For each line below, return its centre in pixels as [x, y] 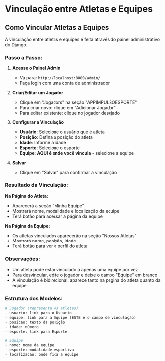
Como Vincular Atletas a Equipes [57, 28]
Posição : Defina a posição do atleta [56, 137]
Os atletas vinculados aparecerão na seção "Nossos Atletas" [75, 235]
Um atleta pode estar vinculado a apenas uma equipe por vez [75, 269]
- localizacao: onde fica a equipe [42, 355]
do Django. [16, 45]
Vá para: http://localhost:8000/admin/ [60, 78]
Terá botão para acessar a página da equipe [57, 216]
